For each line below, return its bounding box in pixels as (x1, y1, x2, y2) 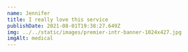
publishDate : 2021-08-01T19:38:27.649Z (7, 22, 121, 29)
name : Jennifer (7, 9, 51, 17)
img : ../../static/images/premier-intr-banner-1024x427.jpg (7, 28, 183, 36)
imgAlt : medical (7, 35, 53, 42)
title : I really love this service (7, 16, 109, 23)
